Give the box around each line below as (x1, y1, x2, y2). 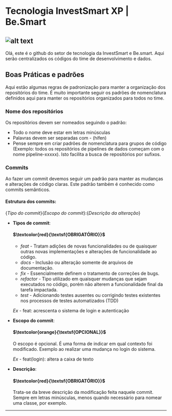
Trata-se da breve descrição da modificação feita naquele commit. (12, 389, 154, 395)
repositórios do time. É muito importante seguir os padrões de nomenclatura (5, 89, 166, 96)
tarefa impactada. (20, 287, 58, 293)
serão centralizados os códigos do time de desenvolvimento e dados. (5, 55, 152, 62)
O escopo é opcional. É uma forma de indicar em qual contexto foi (12, 341, 153, 347)
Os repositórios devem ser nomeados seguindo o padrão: (5, 120, 127, 126)
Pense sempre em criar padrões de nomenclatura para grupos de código (12, 140, 167, 146)
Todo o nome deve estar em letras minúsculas (12, 129, 111, 136)
